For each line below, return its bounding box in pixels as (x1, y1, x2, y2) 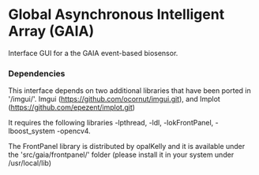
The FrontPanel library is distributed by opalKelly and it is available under (8, 142, 246, 151)
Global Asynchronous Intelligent (8, 6, 225, 24)
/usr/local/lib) (8, 158, 52, 168)
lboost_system (8, 126, 55, 136)
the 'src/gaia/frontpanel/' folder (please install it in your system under (8, 150, 235, 159)
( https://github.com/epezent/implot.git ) (8, 102, 136, 112)
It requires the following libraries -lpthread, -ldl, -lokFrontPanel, (8, 118, 214, 128)
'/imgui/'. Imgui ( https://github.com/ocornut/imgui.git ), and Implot (8, 95, 221, 104)
